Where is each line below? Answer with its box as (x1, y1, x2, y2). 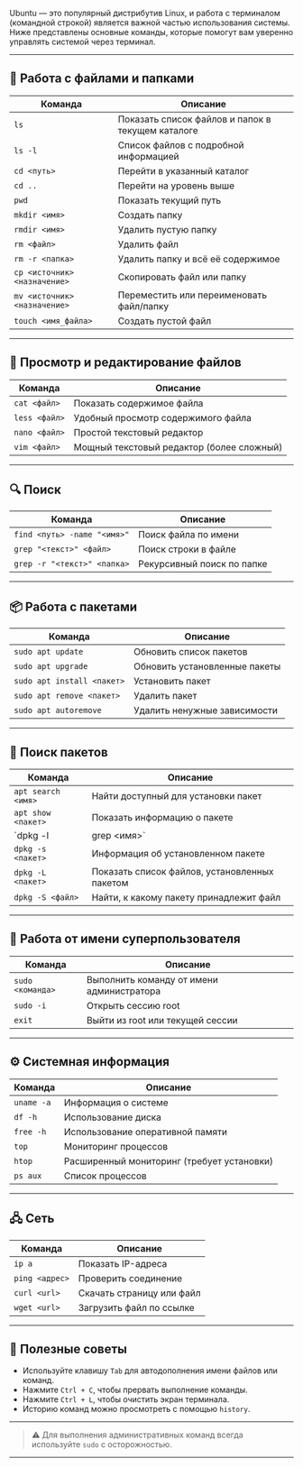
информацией (117, 150, 179, 162)
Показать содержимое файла (73, 397, 204, 409)
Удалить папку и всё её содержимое (117, 252, 280, 265)
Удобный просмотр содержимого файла (73, 411, 252, 424)
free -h (14, 1126, 47, 1137)
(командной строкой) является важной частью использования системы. (9, 17, 290, 28)
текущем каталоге (117, 124, 198, 136)
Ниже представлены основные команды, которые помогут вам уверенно (9, 27, 294, 37)
